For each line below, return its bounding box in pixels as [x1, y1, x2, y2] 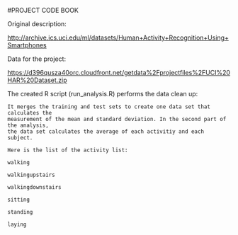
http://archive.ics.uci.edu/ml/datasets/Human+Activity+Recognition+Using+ [7, 33, 229, 42]
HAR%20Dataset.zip [7, 76, 67, 84]
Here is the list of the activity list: [7, 147, 129, 154]
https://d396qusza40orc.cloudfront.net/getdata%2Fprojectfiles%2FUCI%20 [7, 69, 231, 76]
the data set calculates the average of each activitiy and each [7, 128, 204, 135]
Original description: [7, 20, 67, 28]
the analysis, [7, 122, 50, 129]
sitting [7, 196, 30, 203]
